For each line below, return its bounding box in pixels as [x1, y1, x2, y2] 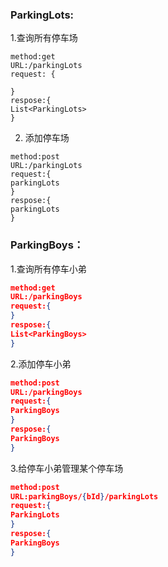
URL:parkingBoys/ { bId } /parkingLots [10, 491, 159, 502]
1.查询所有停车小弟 [10, 263, 87, 275]
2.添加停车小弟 [10, 358, 72, 370]
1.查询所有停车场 [10, 32, 78, 44]
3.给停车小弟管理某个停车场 [10, 462, 124, 474]
